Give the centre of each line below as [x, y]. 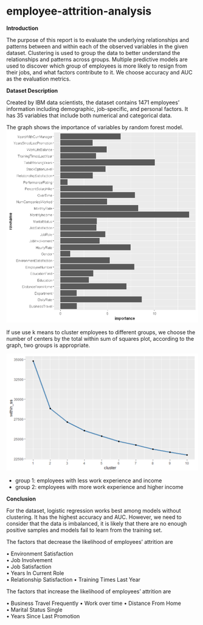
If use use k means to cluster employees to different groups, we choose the [101, 332]
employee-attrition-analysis [79, 11]
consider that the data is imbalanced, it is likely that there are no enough [97, 524]
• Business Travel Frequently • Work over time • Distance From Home [94, 603]
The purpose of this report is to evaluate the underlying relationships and [98, 40]
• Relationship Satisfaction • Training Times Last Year [74, 580]
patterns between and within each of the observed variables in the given [97, 46]
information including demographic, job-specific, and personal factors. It [97, 109]
